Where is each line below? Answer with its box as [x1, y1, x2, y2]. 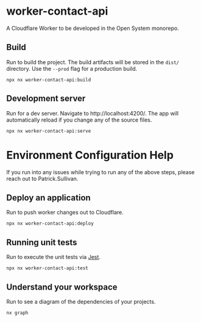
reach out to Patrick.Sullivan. [6, 175, 79, 182]
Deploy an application [6, 192, 91, 203]
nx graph [6, 310, 29, 316]
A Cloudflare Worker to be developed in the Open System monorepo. [6, 24, 180, 32]
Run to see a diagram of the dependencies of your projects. [6, 298, 156, 305]
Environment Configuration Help [6, 148, 174, 162]
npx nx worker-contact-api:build [6, 76, 91, 83]
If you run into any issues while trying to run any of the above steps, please [6, 168, 195, 175]
